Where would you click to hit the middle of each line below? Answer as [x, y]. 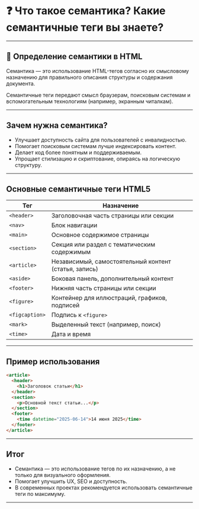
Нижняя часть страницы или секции [104, 289]
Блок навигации [74, 225]
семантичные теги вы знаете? [85, 28]
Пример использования [53, 361]
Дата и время [71, 334]
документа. [21, 84]
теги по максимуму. [40, 494]
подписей [65, 305]
